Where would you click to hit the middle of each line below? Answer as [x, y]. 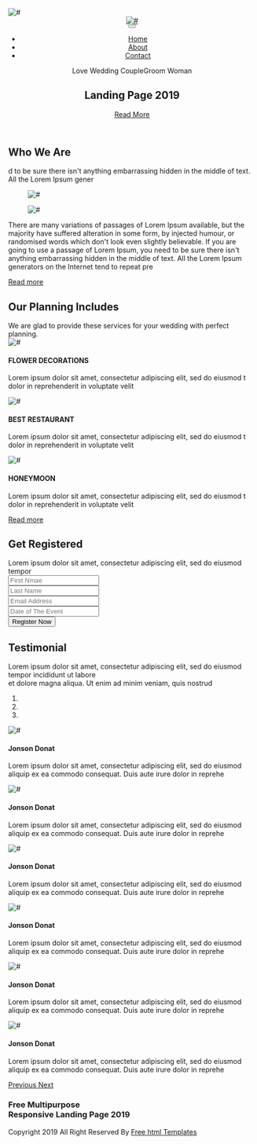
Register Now [32, 622]
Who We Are [40, 152]
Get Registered [46, 544]
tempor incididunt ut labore [52, 675]
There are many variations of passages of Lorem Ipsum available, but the [127, 225]
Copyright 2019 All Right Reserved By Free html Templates [103, 1131]
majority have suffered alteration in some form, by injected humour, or [121, 233]
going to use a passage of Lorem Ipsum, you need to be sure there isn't [124, 250]
